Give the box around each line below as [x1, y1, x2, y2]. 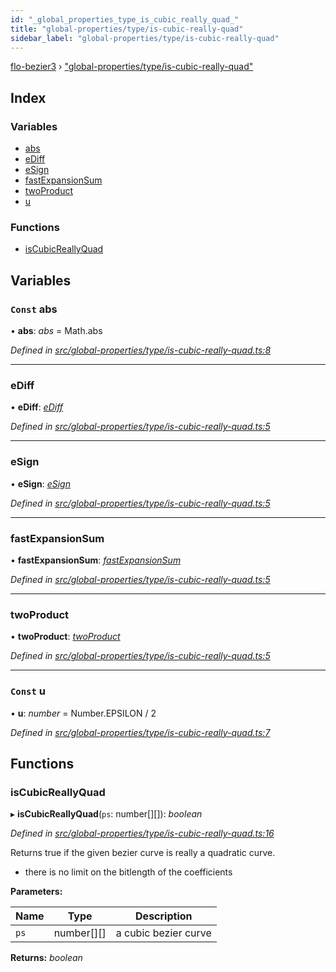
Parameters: [10, 886, 63, 898]
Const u [10, 684, 46, 698]
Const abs [10, 302, 58, 316]
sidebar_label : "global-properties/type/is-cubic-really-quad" [10, 33, 280, 43]
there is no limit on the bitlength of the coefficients [24, 866, 233, 878]
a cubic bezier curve [115, 926, 212, 940]
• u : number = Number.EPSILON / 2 [10, 707, 157, 719]
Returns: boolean [10, 952, 83, 964]
